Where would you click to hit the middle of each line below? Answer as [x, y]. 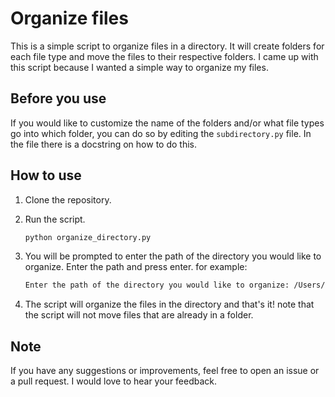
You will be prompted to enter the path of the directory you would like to [173, 256]
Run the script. [55, 219]
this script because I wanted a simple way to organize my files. [139, 67]
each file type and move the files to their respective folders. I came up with [164, 56]
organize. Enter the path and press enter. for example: [136, 267]
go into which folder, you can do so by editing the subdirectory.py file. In [161, 133]
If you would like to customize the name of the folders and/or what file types [167, 123]
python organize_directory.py [88, 237]
